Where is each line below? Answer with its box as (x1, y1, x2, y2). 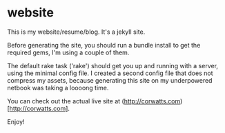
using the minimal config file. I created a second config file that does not (7, 69, 213, 77)
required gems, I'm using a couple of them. (7, 48, 130, 57)
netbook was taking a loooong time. (7, 83, 109, 92)
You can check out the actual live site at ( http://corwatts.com (7, 96, 181, 105)
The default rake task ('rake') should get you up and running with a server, (7, 61, 219, 70)
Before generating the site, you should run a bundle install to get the (7, 41, 201, 49)
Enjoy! (7, 117, 26, 125)
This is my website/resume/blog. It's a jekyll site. (7, 28, 146, 36)
